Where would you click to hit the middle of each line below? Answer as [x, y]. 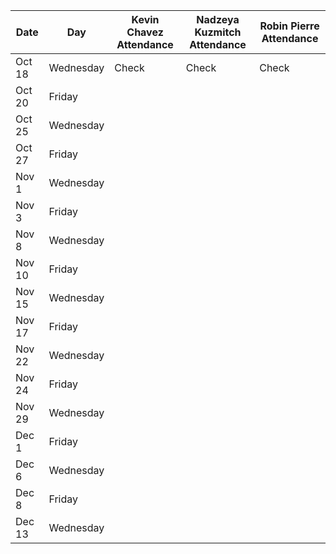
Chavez [145, 32]
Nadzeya [218, 19]
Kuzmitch [218, 32]
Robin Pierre [289, 26]
